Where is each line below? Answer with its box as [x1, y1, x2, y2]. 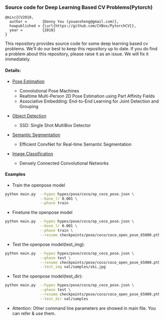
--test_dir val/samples [40, 296, 89, 301]
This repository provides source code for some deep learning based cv [5, 41, 148, 46]
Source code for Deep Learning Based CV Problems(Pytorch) [5, 4, 153, 11]
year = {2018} [9, 28, 56, 33]
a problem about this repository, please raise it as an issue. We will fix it [5, 51, 149, 57]
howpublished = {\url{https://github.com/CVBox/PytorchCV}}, [9, 23, 137, 28]
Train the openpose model [12, 182, 65, 188]
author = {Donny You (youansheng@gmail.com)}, [9, 19, 119, 24]
